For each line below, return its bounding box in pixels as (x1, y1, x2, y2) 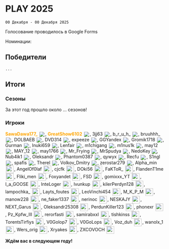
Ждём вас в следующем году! (5, 238, 73, 244)
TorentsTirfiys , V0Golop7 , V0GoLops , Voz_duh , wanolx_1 (5, 219, 163, 225)
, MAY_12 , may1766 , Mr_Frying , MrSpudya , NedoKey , (12, 148, 158, 154)
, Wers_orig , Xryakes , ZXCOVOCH (14, 226, 105, 232)
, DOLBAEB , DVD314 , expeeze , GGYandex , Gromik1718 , (12, 136, 164, 142)
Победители (5, 53, 47, 62)
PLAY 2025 (5, 3, 54, 15)
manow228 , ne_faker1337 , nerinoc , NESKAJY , (5, 196, 142, 202)
